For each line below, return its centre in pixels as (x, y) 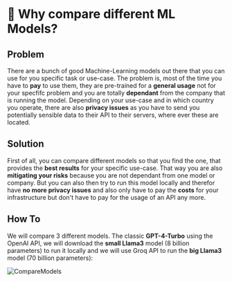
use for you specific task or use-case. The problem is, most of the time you (115, 78)
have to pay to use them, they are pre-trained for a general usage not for (111, 85)
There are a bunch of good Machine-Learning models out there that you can (116, 71)
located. (19, 122)
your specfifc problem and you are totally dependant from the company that (116, 93)
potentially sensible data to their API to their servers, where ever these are (113, 115)
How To (24, 219)
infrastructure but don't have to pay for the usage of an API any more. (107, 197)
